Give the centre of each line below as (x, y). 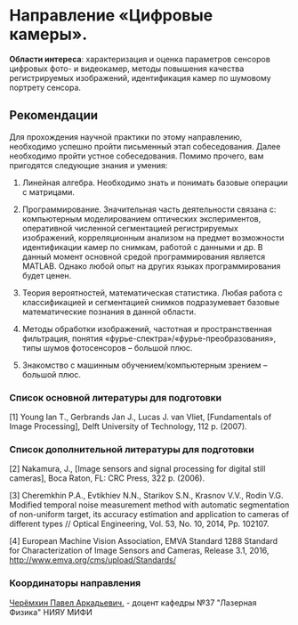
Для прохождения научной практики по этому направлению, (126, 137)
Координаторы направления (75, 583)
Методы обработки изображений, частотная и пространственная (147, 329)
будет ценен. (47, 275)
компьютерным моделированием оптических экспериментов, (141, 218)
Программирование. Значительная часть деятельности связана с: (149, 209)
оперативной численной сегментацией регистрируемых (130, 228)
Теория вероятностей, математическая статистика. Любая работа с (152, 292)
